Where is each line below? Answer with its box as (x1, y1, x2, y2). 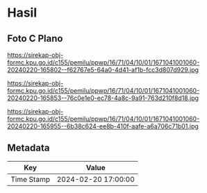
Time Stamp (10, 174, 51, 184)
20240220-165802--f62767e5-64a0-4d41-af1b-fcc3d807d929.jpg (7, 66, 199, 74)
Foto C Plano (7, 33, 63, 44)
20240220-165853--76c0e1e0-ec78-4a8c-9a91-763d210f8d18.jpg (7, 94, 199, 102)
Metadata (7, 142, 50, 154)
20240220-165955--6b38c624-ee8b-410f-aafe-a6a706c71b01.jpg (7, 122, 199, 130)
